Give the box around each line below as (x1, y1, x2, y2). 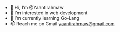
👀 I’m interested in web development (10, 10, 88, 16)
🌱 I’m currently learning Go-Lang (10, 15, 79, 21)
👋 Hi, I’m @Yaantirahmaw (10, 5, 64, 10)
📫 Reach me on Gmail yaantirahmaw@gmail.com (10, 21, 115, 27)
